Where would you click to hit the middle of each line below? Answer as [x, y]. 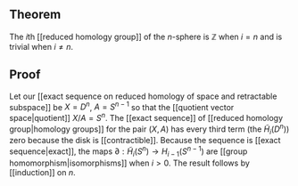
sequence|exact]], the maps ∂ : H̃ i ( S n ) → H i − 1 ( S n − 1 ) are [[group [128, 151]
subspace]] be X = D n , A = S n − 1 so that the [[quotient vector [122, 106]
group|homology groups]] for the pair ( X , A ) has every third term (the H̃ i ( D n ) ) [149, 129]
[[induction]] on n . [42, 172]
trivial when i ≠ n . [41, 46]
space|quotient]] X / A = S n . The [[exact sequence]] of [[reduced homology [146, 117]
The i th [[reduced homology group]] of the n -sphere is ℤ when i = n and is [146, 36]
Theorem [35, 15]
